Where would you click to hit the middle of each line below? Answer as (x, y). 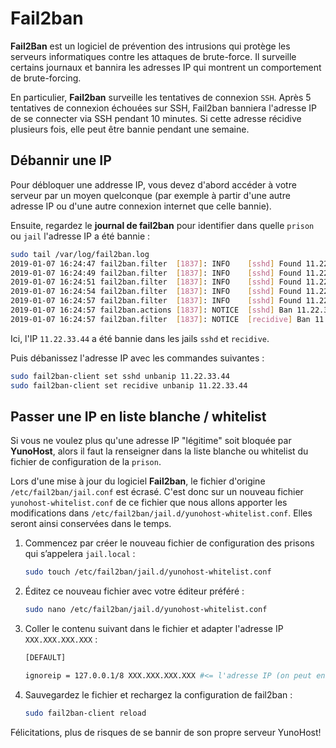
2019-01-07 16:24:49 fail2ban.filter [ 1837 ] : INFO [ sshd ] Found (156, 273)
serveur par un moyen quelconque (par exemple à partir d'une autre (150, 195)
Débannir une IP (61, 160)
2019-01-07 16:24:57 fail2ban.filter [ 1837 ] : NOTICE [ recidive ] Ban (160, 319)
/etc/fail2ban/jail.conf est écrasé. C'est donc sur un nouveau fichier (157, 492)
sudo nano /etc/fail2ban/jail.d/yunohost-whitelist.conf (146, 610)
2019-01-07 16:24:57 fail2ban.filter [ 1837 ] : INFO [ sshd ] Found (156, 301)
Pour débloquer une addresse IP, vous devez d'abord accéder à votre (153, 184)
